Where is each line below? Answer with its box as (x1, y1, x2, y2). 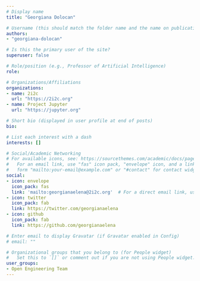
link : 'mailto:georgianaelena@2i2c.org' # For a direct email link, (11, 189, 187, 195)
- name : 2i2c (6, 90, 39, 96)
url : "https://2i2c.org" (11, 96, 73, 102)
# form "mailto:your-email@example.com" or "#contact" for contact (6, 167, 183, 173)
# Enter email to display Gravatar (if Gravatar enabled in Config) (6, 233, 180, 239)
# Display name (6, 8, 44, 15)
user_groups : (6, 260, 39, 267)
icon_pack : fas (11, 183, 49, 189)
